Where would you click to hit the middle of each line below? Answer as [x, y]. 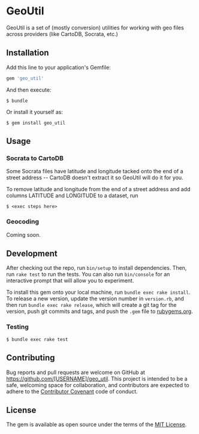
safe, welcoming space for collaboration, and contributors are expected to [98, 385]
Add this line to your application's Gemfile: [58, 67]
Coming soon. [23, 234]
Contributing [31, 358]
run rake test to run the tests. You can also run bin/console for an [88, 275]
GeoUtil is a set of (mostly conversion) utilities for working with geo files [95, 28]
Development [32, 254]
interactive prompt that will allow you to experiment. [70, 281]
